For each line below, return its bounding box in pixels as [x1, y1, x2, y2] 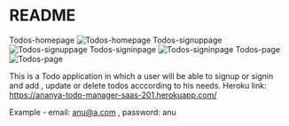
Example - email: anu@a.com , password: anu [9, 106, 177, 117]
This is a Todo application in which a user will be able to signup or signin [9, 70, 274, 81]
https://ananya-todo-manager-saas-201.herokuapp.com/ [9, 90, 217, 100]
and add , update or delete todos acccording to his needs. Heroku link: [9, 80, 267, 91]
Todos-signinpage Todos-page [89, 43, 281, 54]
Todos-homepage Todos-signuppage [9, 35, 223, 45]
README [9, 5, 76, 26]
